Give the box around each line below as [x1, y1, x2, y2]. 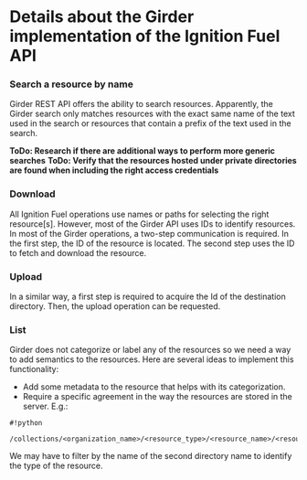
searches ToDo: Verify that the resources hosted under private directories [9, 155, 297, 166]
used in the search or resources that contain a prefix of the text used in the [9, 118, 291, 129]
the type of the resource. [9, 460, 103, 472]
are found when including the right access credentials [9, 165, 219, 176]
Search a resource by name [9, 78, 134, 91]
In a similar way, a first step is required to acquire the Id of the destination [9, 291, 286, 303]
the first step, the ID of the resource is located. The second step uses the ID [9, 238, 295, 249]
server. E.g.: [22, 400, 69, 412]
